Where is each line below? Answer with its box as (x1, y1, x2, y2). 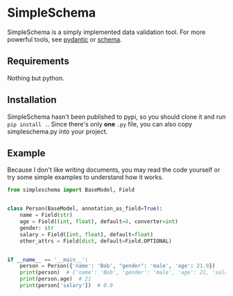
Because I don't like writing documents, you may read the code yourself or (7, 165, 221, 174)
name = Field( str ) (19, 212, 73, 219)
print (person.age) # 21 (19, 276, 92, 283)
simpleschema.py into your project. (7, 127, 108, 135)
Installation (7, 94, 57, 106)
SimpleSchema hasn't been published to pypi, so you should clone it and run (7, 113, 226, 121)
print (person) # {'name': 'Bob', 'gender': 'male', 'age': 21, (19, 269, 209, 276)
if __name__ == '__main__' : (7, 256, 89, 263)
